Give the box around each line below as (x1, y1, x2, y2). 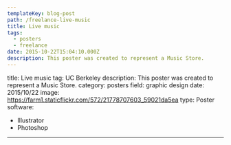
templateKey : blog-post (7, 10, 76, 17)
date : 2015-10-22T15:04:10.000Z (7, 49, 100, 56)
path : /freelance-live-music (7, 16, 91, 23)
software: (7, 102, 34, 111)
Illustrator (16, 116, 45, 124)
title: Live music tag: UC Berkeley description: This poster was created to (7, 74, 214, 82)
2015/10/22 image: (7, 88, 60, 96)
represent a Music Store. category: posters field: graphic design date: (7, 80, 205, 89)
